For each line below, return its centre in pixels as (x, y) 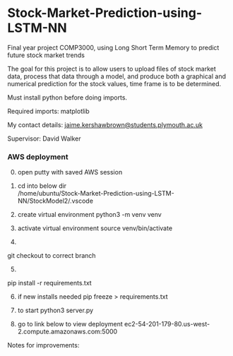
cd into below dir (42, 186)
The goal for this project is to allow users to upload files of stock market (112, 69)
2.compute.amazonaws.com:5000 (67, 332)
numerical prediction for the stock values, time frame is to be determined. (114, 83)
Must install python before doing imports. (67, 97)
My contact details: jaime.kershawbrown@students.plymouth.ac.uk (105, 124)
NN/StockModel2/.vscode (55, 201)
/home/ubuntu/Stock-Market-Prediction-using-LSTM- (96, 194)
